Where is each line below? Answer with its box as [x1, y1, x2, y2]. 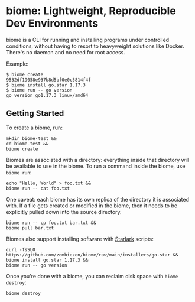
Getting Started [6, 108, 64, 119]
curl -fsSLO [6, 246, 35, 252]
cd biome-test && [6, 141, 49, 147]
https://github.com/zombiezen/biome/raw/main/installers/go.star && [6, 252, 178, 258]
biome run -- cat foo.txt [6, 185, 70, 191]
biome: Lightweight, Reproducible [6, 4, 176, 18]
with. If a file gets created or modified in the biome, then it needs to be [6, 202, 178, 209]
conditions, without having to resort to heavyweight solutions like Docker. [6, 43, 185, 50]
